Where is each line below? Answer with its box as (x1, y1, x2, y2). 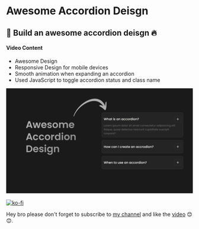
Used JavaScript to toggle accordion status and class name (14, 76, 161, 84)
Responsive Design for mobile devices (14, 63, 108, 71)
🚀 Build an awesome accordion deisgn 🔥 (6, 28, 157, 38)
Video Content (6, 44, 43, 52)
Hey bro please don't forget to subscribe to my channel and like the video (6, 211, 186, 218)
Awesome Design (14, 58, 57, 65)
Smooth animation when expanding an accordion (14, 70, 135, 77)
